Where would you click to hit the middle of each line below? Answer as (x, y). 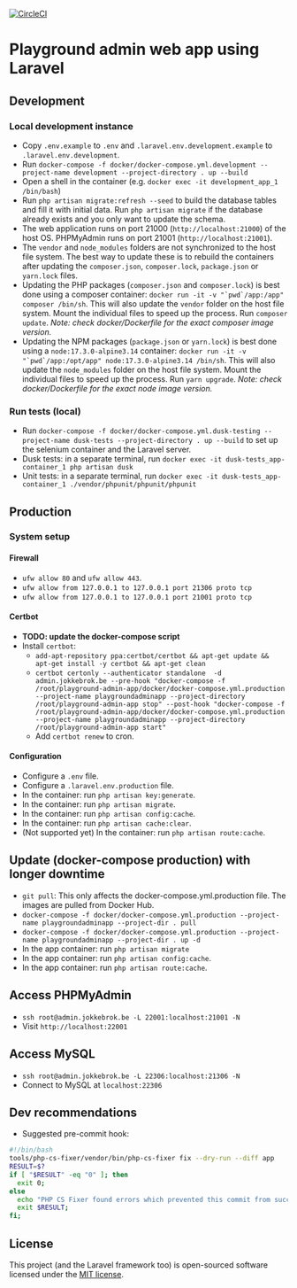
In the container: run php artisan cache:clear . (107, 823)
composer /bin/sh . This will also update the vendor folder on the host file (153, 303)
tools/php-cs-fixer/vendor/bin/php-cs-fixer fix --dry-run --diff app (142, 1159)
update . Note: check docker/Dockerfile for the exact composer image (148, 322)
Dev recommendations (73, 1112)
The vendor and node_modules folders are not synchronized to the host (149, 247)
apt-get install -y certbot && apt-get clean (120, 663)
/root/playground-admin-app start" (100, 727)
